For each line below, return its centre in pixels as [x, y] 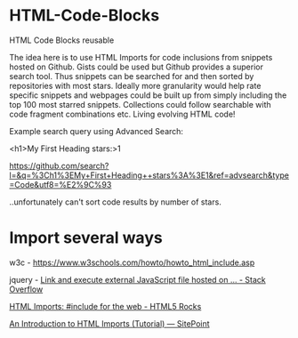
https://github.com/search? [59, 165]
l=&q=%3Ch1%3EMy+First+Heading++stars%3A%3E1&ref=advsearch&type [149, 175]
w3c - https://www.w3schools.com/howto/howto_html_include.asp [132, 262]
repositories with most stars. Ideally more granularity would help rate [135, 85]
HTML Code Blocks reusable [62, 40]
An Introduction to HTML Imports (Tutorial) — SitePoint [110, 323]
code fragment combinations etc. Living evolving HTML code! [122, 114]
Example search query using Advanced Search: [97, 131]
